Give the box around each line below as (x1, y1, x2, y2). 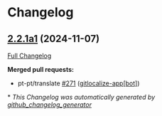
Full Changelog (7, 51, 52, 60)
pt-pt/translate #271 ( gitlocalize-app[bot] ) (17, 79, 140, 88)
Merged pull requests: (7, 65, 75, 73)
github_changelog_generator (7, 100, 92, 109)
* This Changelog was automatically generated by (7, 93, 156, 101)
